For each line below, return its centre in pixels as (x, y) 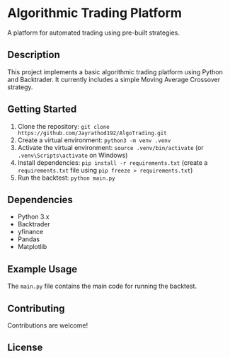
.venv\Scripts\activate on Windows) (73, 155)
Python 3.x (33, 216)
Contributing (36, 308)
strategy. (20, 87)
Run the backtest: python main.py (66, 178)
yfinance (30, 232)
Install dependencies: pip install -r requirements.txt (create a (113, 162)
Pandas (29, 239)
